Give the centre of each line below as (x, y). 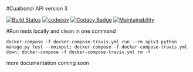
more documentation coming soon (48, 63)
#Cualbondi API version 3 (37, 8)
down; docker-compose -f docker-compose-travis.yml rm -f (78, 52)
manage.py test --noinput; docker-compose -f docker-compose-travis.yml (97, 47)
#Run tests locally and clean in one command (61, 31)
